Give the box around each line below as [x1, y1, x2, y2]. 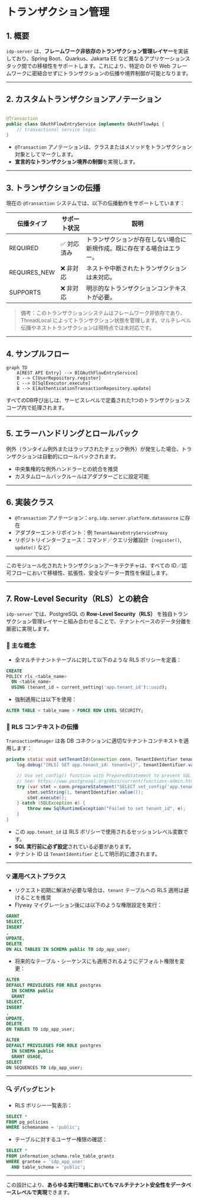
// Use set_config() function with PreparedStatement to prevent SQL [16, 773, 192, 779]
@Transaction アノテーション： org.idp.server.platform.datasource [14, 514, 179, 521]
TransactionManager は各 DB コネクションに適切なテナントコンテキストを [6, 737, 184, 744]
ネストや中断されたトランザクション [86, 264, 187, 273]
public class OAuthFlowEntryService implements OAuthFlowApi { [6, 121, 165, 127]
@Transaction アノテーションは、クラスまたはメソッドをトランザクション [14, 143, 192, 151]
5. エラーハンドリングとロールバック [6, 428, 139, 438]
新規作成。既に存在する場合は [86, 244, 169, 253]
